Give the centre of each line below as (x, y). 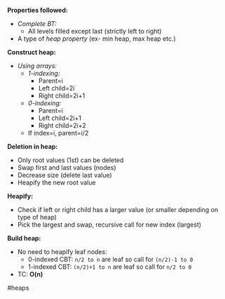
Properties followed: (37, 10)
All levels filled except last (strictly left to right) (95, 31)
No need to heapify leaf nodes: (62, 252)
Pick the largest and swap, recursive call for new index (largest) (109, 225)
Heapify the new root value (56, 182)
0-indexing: (45, 103)
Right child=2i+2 (62, 125)
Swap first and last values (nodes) (67, 167)
